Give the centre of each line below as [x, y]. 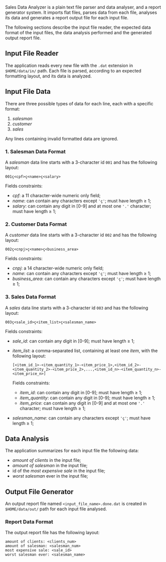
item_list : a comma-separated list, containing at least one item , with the [85, 351]
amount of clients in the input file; [47, 460]
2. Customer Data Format [36, 224]
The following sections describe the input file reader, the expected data [78, 27]
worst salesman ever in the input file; [50, 476]
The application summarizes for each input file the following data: [72, 451]
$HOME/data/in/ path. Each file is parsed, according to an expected [73, 70]
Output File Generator [39, 492]
